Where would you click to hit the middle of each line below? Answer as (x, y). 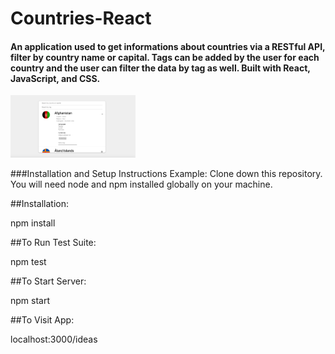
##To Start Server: (48, 281)
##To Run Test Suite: (53, 243)
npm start (30, 301)
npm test (28, 262)
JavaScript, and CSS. (55, 78)
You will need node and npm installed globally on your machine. (141, 184)
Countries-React (81, 18)
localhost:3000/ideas (54, 339)
